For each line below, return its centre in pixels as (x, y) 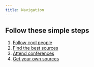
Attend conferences (33, 53)
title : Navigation (25, 10)
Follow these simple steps (47, 31)
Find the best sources (35, 48)
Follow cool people (32, 43)
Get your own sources (36, 59)
